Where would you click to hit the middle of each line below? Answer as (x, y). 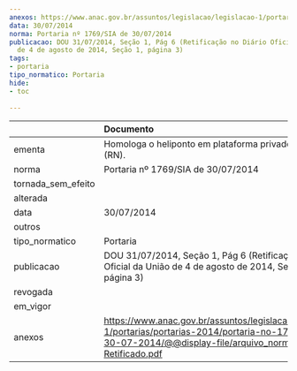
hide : (19, 83)
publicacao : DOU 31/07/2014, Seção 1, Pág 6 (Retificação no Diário (138, 42)
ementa (30, 149)
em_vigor (32, 307)
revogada (33, 292)
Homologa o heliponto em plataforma (181, 144)
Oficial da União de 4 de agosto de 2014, (190, 267)
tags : (19, 58)
